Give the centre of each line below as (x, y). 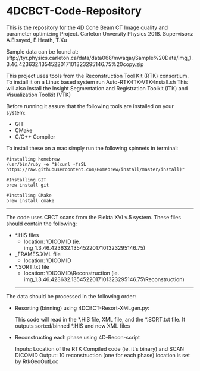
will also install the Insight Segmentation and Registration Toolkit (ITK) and (97, 88)
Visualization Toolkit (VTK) (39, 95)
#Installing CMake (29, 195)
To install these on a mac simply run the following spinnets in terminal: (92, 148)
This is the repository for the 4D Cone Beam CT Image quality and (87, 27)
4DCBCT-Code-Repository (74, 11)
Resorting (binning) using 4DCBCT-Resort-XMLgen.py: (82, 308)
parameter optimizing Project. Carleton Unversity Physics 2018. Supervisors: (100, 33)
